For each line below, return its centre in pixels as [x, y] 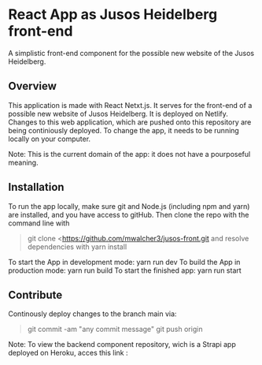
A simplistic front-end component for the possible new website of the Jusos [131, 53]
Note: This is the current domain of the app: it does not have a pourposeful [129, 154]
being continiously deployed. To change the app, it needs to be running [124, 130]
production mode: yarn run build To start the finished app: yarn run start [125, 270]
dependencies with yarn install [77, 247]
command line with [39, 223]
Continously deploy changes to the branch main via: [92, 314]
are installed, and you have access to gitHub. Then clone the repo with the [129, 214]
